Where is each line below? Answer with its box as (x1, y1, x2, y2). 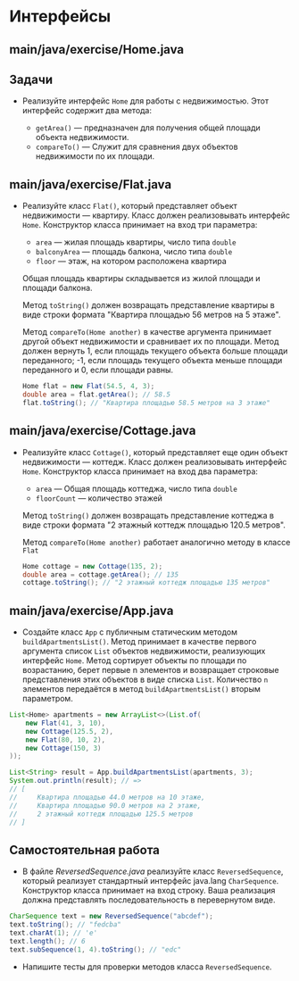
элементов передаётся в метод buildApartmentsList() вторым (21, 684, 261, 694)
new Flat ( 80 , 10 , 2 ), (25, 735, 105, 744)
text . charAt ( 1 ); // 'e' (9, 928, 98, 938)
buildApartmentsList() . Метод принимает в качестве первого (21, 636, 257, 647)
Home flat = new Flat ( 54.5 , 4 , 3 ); (21, 382, 155, 391)
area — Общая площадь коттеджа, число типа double (35, 483, 238, 494)
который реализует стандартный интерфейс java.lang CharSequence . (21, 876, 279, 886)
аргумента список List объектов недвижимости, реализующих (21, 645, 266, 657)
